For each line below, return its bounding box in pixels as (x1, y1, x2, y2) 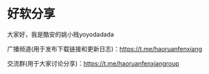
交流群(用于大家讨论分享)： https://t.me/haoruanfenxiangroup (7, 59, 180, 67)
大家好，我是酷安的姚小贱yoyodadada (7, 30, 114, 38)
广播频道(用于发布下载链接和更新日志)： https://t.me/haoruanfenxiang (7, 45, 202, 53)
